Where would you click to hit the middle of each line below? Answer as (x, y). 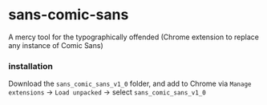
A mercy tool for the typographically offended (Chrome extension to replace (133, 37)
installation (31, 66)
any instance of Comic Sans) (56, 45)
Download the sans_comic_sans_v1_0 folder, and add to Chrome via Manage (130, 84)
